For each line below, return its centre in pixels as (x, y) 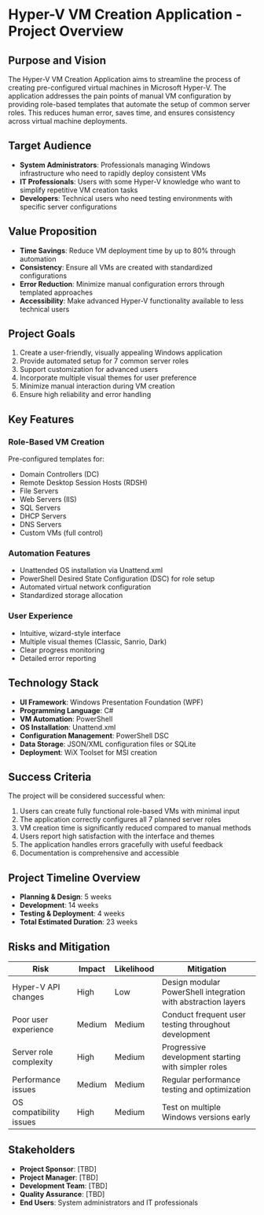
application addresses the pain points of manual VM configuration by (120, 96)
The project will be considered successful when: (87, 796)
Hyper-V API (36, 986)
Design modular (191, 982)
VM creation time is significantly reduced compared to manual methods (135, 828)
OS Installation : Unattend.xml (68, 727)
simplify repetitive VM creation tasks (79, 190)
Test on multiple (192, 1107)
